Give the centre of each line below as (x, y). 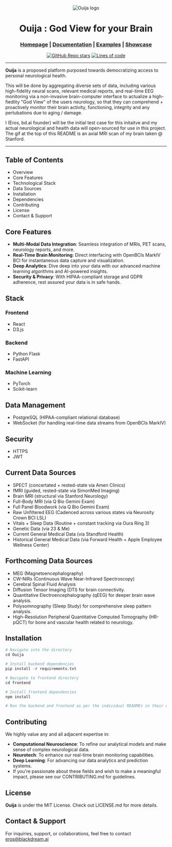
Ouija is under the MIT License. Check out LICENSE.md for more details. (82, 805)
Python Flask (26, 354)
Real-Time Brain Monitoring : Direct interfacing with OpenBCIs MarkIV (87, 255)
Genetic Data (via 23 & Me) (41, 528)
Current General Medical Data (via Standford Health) (68, 534)
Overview (23, 172)
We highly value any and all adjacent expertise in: (57, 734)
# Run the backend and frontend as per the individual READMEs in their (84, 706)
